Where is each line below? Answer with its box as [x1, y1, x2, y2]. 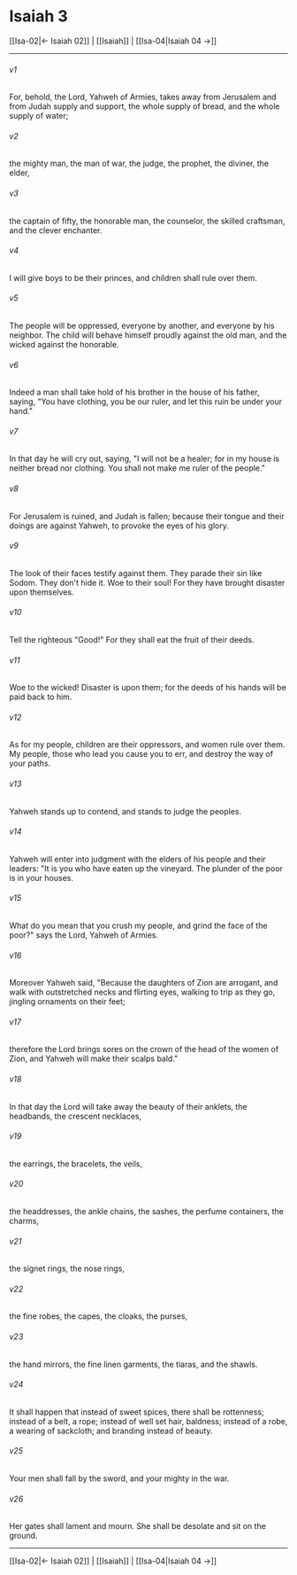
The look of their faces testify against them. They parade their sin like [9, 567, 263, 578]
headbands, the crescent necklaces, [9, 1111, 142, 1121]
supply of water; [9, 111, 69, 121]
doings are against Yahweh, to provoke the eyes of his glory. [9, 520, 230, 531]
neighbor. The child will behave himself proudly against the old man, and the [9, 330, 287, 340]
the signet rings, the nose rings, [9, 1263, 126, 1274]
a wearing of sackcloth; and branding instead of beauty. [9, 1425, 213, 1436]
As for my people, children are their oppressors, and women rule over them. [9, 739, 286, 750]
